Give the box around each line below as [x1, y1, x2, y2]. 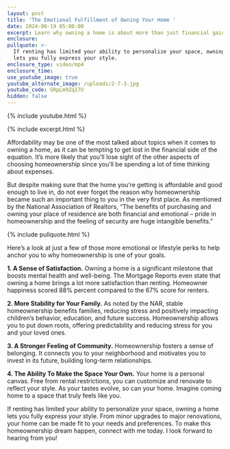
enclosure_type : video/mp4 [7, 61, 84, 68]
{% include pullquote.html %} [7, 230, 90, 239]
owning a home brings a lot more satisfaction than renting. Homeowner [7, 279, 208, 287]
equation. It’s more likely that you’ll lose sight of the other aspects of [7, 153, 200, 161]
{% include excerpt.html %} [7, 125, 86, 133]
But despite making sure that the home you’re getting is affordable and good [7, 181, 222, 189]
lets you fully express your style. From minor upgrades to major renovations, [7, 412, 222, 420]
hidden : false [7, 93, 48, 100]
